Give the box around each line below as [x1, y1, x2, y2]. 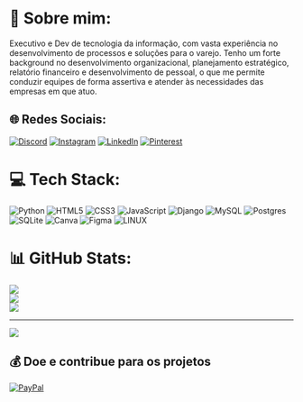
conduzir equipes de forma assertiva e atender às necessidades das [9, 76, 264, 87]
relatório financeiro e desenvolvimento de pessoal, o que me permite [9, 67, 266, 78]
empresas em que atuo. [9, 86, 97, 96]
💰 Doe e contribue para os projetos [9, 354, 212, 370]
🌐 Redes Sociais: [9, 112, 106, 127]
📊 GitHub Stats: [9, 248, 133, 269]
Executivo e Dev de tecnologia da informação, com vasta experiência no [9, 38, 279, 49]
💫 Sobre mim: [9, 8, 112, 29]
